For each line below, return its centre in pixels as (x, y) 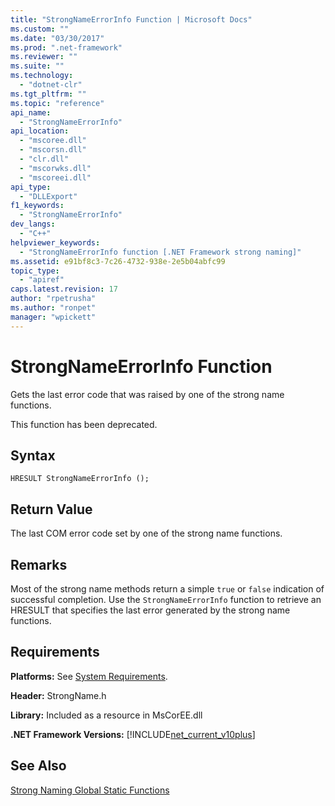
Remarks (39, 564)
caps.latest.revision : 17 (64, 289)
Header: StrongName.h (58, 695)
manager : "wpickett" (53, 317)
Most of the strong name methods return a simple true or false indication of (167, 589)
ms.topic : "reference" (57, 103)
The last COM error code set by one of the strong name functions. (146, 533)
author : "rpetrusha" (53, 299)
